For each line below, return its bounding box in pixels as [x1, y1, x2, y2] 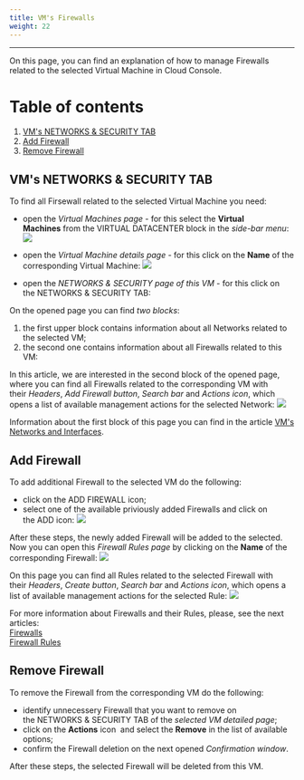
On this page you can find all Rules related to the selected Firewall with [9, 570, 274, 581]
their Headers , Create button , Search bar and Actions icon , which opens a [9, 580, 287, 591]
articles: [9, 618, 40, 629]
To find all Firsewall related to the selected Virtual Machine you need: [9, 196, 267, 207]
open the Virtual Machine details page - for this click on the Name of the [22, 250, 294, 261]
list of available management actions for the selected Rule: [9, 591, 228, 602]
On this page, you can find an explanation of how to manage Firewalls [9, 55, 270, 66]
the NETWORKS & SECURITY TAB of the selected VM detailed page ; [22, 714, 278, 725]
